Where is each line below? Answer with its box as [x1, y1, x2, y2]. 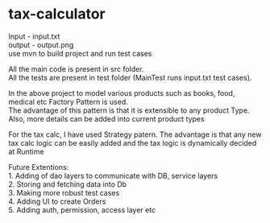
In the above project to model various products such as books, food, [8, 88, 235, 97]
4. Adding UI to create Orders [8, 196, 106, 206]
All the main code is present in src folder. [8, 64, 144, 73]
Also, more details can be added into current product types [8, 114, 205, 123]
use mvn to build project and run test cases [8, 48, 152, 58]
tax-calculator [8, 5, 106, 23]
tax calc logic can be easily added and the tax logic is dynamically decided [8, 138, 257, 147]
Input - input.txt [8, 31, 60, 41]
